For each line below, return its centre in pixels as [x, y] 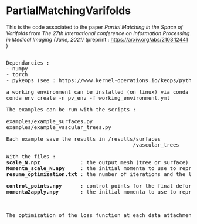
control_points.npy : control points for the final [90, 186]
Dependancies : [28, 62]
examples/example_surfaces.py [50, 121]
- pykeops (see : [31, 80]
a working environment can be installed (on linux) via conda [97, 92]
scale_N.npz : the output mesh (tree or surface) [97, 162]
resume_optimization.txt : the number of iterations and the [96, 174]
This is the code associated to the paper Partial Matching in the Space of [94, 27]
